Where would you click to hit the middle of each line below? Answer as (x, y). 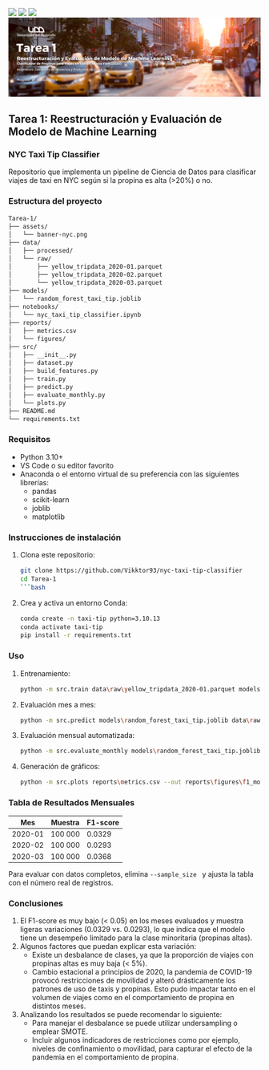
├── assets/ (28, 227)
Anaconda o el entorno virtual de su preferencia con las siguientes (129, 474)
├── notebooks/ (34, 307)
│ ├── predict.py (41, 387)
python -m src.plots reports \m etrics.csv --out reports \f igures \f (133, 782)
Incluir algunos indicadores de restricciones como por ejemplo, (136, 1040)
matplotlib (48, 517)
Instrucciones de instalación (65, 537)
